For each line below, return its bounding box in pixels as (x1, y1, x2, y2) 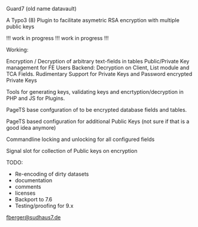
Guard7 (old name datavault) (6, 5, 77, 12)
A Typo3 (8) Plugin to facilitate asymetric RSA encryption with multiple (6, 17, 179, 23)
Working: (6, 46, 29, 53)
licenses (14, 189, 36, 197)
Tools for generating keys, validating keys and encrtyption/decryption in (6, 88, 184, 95)
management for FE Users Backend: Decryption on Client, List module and (6, 64, 190, 71)
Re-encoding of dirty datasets (14, 170, 89, 177)
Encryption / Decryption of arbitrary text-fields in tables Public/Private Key (6, 58, 190, 65)
